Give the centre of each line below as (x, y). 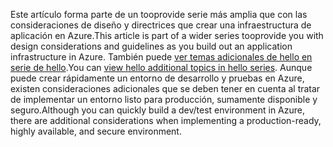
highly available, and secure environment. (96, 131)
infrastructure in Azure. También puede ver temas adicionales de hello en (161, 57)
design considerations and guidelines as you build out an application (151, 46)
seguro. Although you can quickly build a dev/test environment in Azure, (158, 110)
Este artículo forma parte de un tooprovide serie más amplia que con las (159, 14)
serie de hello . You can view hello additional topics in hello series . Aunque (161, 67)
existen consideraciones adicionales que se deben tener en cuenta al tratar (165, 88)
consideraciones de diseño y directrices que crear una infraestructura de (161, 25)
